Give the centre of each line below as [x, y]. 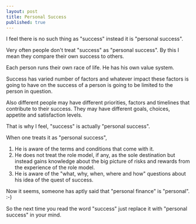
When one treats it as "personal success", [56, 138]
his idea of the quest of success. [54, 180]
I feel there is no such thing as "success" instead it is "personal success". [94, 39]
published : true [26, 22]
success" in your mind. [34, 215]
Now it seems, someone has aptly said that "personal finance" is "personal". [98, 191]
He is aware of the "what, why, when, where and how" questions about [100, 174]
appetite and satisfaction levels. [44, 115]
